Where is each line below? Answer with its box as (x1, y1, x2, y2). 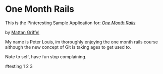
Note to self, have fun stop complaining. (5, 53, 87, 60)
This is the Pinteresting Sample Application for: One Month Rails (5, 20, 136, 26)
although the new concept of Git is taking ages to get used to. (5, 44, 131, 50)
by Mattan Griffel (5, 29, 40, 35)
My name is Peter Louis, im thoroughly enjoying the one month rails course (5, 38, 158, 45)
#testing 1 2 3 (5, 63, 33, 69)
